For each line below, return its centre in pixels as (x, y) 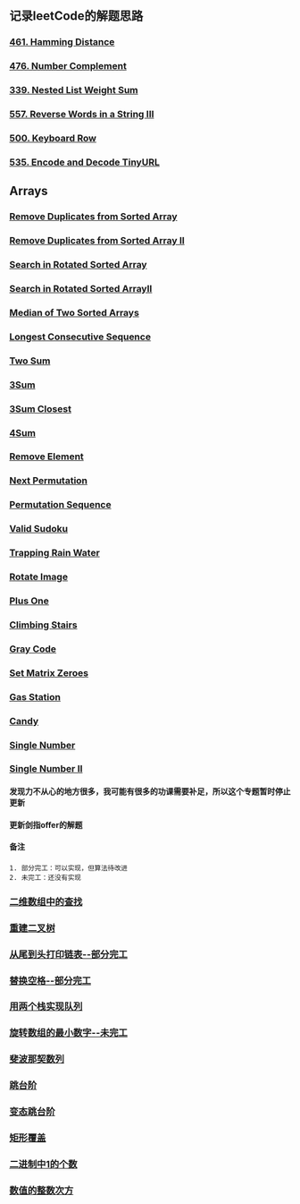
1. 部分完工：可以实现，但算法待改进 (68, 868)
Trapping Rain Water (54, 553)
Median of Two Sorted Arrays (75, 312)
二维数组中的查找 (46, 901)
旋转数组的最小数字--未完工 (68, 1033)
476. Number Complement (68, 66)
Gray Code (33, 649)
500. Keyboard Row (53, 138)
